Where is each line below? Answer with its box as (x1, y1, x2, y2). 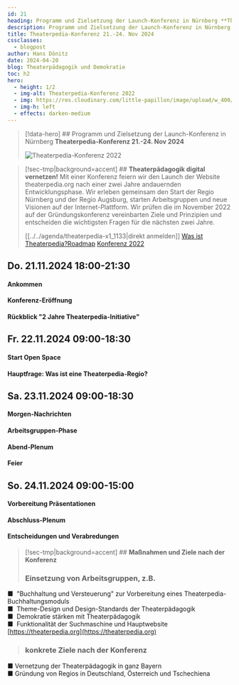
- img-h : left (14, 103, 55, 111)
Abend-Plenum (7, 442, 54, 451)
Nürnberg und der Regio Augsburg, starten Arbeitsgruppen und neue (24, 195, 228, 203)
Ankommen (7, 280, 43, 288)
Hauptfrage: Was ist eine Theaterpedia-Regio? (7, 369, 148, 378)
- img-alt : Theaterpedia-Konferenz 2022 (14, 90, 135, 97)
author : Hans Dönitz (7, 51, 69, 58)
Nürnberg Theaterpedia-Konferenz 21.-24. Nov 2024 (24, 137, 185, 146)
